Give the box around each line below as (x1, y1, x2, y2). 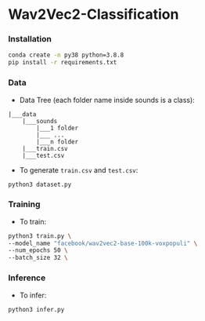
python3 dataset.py (8, 181, 72, 188)
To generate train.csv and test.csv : (19, 165, 138, 174)
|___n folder (36, 137, 79, 146)
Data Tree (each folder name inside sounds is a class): (19, 95, 196, 104)
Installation (8, 34, 52, 45)
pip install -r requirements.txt (8, 59, 117, 67)
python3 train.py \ (8, 232, 72, 240)
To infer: (19, 290, 47, 300)
